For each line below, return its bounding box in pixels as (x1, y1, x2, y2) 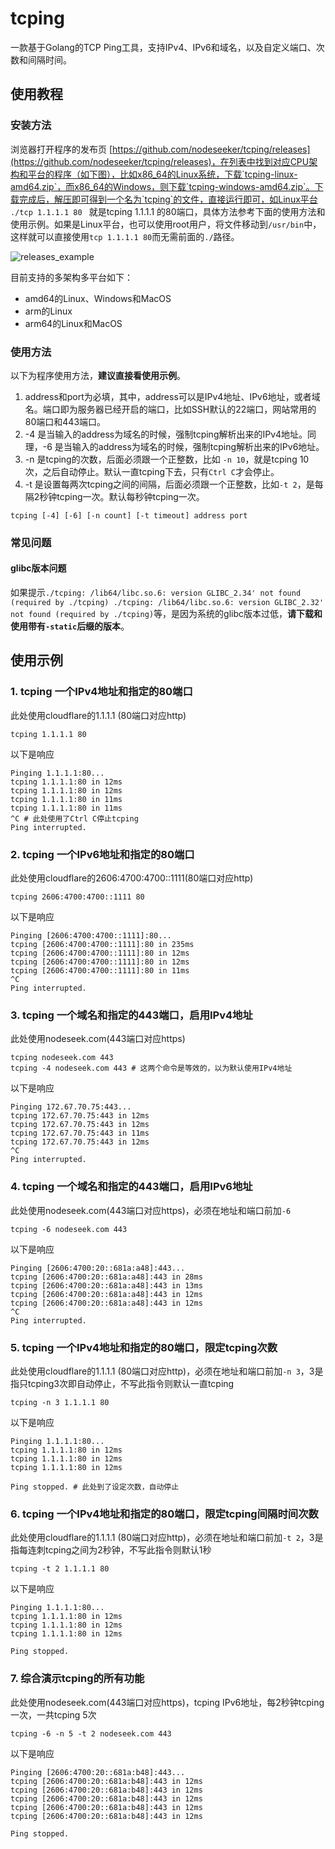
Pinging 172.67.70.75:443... (10, 1102, 132, 1112)
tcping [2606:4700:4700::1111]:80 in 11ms (10, 966, 190, 976)
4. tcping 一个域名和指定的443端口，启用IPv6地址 (10, 1180, 253, 1194)
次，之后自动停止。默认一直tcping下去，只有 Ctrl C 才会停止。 (24, 465, 280, 477)
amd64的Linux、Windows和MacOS (24, 292, 172, 304)
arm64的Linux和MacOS (24, 317, 123, 329)
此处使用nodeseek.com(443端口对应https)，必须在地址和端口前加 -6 (10, 1204, 292, 1216)
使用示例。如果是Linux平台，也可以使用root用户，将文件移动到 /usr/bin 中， (10, 218, 322, 230)
